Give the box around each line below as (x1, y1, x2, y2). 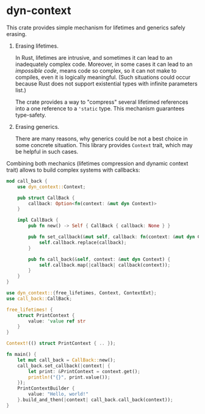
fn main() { (6, 352, 37, 358)
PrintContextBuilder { (17, 385, 75, 391)
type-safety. (15, 111, 47, 118)
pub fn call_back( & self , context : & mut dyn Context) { (28, 256, 171, 263)
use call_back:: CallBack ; (6, 296, 72, 302)
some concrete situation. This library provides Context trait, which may (15, 141, 193, 148)
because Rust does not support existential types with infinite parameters (15, 80, 198, 87)
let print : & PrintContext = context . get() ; (28, 368, 140, 374)
